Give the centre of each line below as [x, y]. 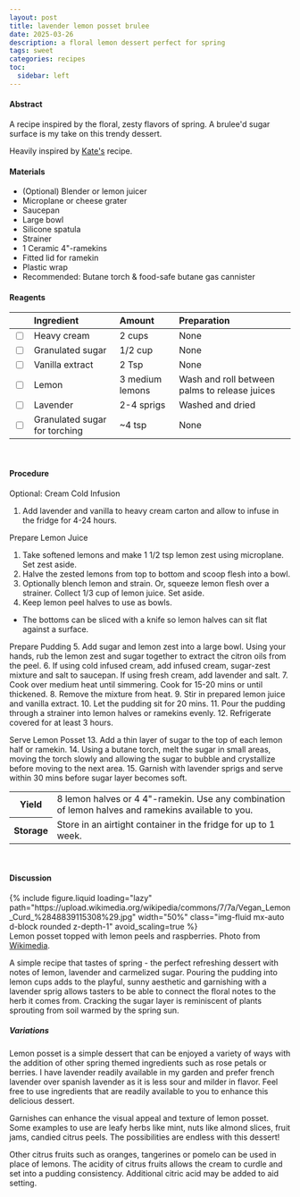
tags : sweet [31, 51]
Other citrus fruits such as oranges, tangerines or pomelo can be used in [143, 1154]
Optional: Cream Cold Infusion [65, 493]
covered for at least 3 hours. [62, 722]
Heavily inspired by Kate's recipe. [71, 151]
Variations [29, 1031]
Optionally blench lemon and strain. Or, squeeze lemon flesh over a [146, 583]
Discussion [30, 878]
